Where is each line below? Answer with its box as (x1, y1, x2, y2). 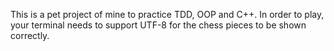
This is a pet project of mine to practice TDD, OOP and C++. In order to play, (10, 9, 325, 20)
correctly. (10, 30, 50, 41)
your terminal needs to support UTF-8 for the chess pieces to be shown (10, 19, 307, 31)
